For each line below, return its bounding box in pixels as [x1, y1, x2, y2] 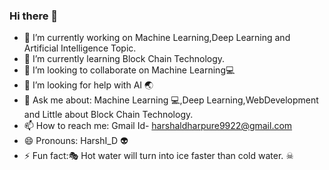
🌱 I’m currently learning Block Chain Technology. [23, 53, 226, 65]
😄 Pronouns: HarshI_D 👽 [23, 135, 129, 147]
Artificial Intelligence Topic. [23, 42, 137, 54]
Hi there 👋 [9, 9, 59, 23]
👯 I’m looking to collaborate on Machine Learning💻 [23, 64, 236, 76]
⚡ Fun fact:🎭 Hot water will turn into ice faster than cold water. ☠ [23, 150, 294, 162]
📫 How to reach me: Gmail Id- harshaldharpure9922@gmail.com [23, 120, 293, 132]
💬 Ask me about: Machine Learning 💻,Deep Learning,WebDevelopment [23, 94, 319, 106]
